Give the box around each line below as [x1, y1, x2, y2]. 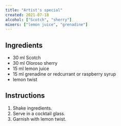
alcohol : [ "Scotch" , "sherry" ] [5, 17, 72, 22]
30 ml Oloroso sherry [12, 60, 58, 66]
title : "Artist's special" [5, 7, 63, 13]
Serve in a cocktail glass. [12, 110, 65, 116]
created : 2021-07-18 [5, 12, 50, 17]
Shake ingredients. [12, 105, 53, 111]
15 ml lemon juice [12, 65, 50, 72]
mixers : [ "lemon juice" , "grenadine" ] [5, 22, 88, 27]
